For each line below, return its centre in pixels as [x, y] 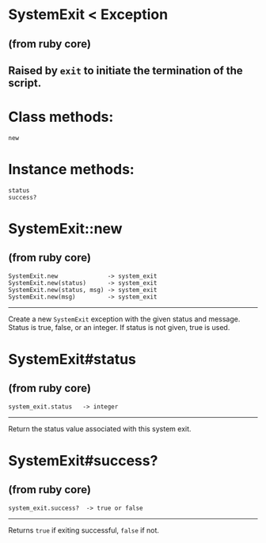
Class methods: [61, 117]
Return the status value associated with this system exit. [100, 428]
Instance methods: [71, 170]
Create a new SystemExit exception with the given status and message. [124, 319]
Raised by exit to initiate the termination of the [125, 70]
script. [25, 83]
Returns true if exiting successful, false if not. [84, 530]
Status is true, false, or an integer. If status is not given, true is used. [119, 327]
